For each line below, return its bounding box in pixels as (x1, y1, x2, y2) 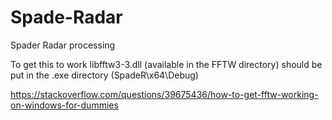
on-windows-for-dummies (10, 99, 119, 111)
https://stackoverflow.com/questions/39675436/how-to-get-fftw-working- (10, 88, 319, 100)
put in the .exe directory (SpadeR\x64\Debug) (10, 69, 199, 81)
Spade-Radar (10, 6, 123, 29)
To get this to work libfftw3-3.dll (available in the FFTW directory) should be (10, 58, 323, 70)
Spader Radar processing (10, 39, 116, 51)
